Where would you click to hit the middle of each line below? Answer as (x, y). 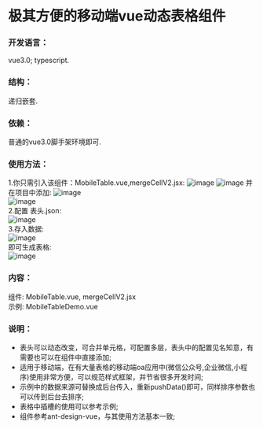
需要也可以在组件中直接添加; (66, 357)
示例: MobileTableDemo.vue (53, 306)
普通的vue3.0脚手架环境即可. (55, 142)
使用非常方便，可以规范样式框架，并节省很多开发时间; (116, 377)
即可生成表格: (30, 247)
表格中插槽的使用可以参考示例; (69, 406)
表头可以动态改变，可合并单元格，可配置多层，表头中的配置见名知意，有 (136, 347)
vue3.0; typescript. (39, 61)
